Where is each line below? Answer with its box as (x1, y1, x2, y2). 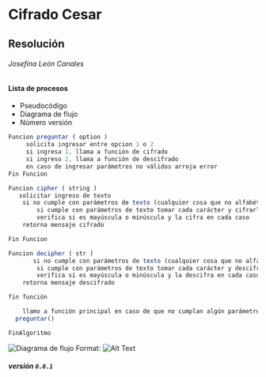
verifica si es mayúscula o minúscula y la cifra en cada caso (36, 213, 249, 222)
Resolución (8, 37, 65, 51)
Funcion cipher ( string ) (8, 184, 97, 192)
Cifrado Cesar (8, 6, 102, 24)
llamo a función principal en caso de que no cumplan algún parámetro (22, 307, 260, 315)
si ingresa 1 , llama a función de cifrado (25, 148, 169, 156)
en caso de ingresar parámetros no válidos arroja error (25, 162, 218, 171)
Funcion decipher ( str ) (8, 249, 93, 258)
